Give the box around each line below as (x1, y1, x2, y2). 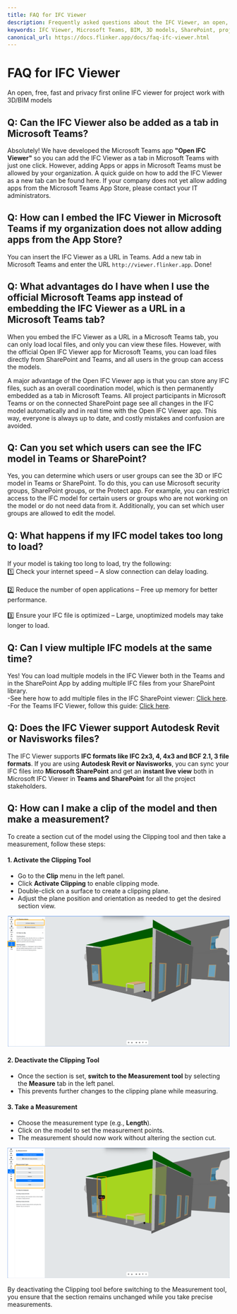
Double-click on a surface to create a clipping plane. (17, 886, 171, 895)
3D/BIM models (7, 96, 52, 105)
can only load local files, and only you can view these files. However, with (7, 340, 221, 348)
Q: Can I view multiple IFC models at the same (7, 642, 213, 654)
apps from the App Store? (7, 234, 123, 246)
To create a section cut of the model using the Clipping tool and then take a (7, 832, 226, 840)
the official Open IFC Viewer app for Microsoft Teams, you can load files (7, 347, 217, 356)
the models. (7, 363, 42, 371)
